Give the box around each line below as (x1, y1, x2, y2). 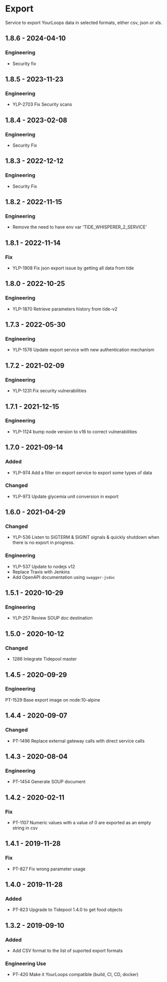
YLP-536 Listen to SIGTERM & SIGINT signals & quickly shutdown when (12, 534, 160, 540)
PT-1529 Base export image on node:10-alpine (5, 697, 101, 703)
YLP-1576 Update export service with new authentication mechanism (12, 347, 155, 353)
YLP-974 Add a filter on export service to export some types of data (12, 469, 153, 476)
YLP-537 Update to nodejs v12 (12, 563, 75, 569)
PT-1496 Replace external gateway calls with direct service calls (12, 738, 145, 744)
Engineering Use (5, 960, 46, 967)
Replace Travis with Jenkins (12, 569, 70, 575)
